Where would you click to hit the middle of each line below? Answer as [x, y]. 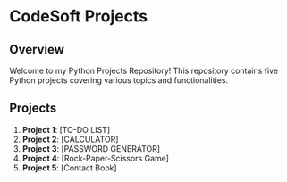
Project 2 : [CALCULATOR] [70, 139]
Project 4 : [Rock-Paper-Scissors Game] [96, 158]
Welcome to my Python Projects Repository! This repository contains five [144, 70]
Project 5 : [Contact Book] [70, 168]
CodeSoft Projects [79, 17]
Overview [37, 50]
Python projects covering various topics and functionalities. [119, 80]
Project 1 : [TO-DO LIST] [66, 129]
